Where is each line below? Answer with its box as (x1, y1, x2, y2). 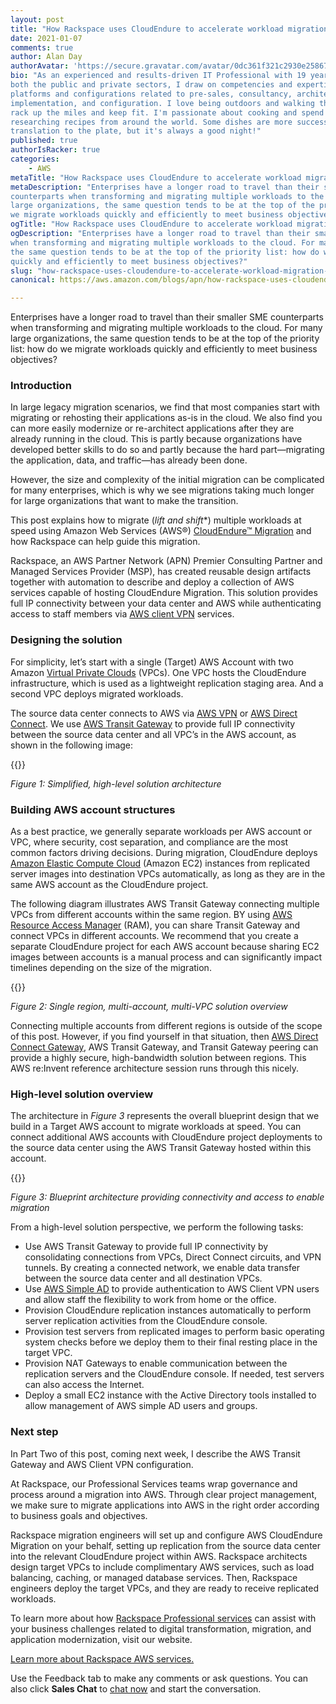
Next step (10, 1425, 59, 1439)
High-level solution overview (10, 1087, 154, 1101)
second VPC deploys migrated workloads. (10, 687, 184, 700)
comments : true (10, 42, 74, 53)
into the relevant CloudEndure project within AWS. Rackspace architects (10, 1550, 308, 1562)
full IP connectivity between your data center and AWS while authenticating (10, 597, 322, 610)
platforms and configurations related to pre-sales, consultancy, (10, 89, 293, 99)
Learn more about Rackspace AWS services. (10, 1652, 195, 1665)
